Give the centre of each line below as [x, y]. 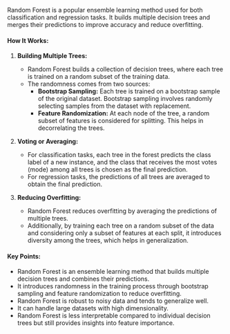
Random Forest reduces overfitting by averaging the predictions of [122, 211]
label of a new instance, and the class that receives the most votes [122, 163]
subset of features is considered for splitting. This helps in [121, 121]
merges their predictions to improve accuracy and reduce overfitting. [105, 25]
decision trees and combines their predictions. [83, 279]
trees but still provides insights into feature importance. [96, 323]
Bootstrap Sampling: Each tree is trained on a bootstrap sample [129, 91]
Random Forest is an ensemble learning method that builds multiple [113, 272]
